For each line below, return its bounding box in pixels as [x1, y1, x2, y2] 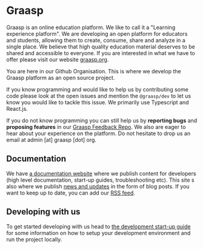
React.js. [6, 105, 28, 112]
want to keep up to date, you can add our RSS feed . [6, 189, 135, 196]
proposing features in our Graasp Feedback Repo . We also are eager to [6, 123, 186, 130]
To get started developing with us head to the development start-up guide [6, 222, 191, 230]
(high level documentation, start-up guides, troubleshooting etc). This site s [6, 176, 195, 184]
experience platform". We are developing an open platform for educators [6, 30, 188, 37]
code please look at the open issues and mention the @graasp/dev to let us [6, 92, 191, 99]
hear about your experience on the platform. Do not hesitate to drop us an [6, 130, 191, 137]
